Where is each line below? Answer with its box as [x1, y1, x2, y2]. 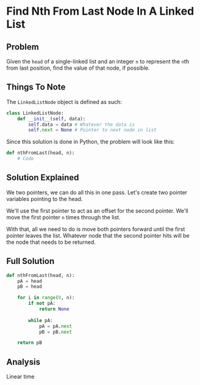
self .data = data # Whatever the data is [28, 121, 135, 128]
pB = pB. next [38, 329, 72, 335]
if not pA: [28, 301, 56, 307]
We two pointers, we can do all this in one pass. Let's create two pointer [6, 188, 188, 196]
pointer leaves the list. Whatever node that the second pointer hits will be [6, 232, 190, 239]
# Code [17, 156, 34, 162]
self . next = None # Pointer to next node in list [28, 127, 157, 133]
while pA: [28, 317, 53, 323]
